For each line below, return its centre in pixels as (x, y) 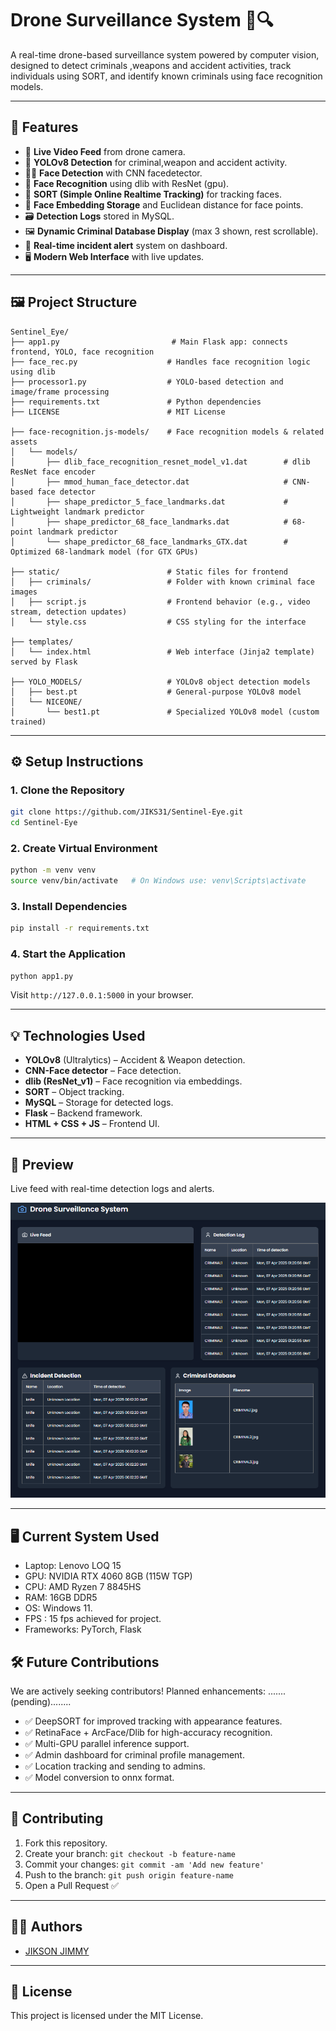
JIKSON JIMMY (57, 1951)
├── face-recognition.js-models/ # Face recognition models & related (167, 432)
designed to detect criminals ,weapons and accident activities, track (151, 65)
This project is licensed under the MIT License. (107, 2016)
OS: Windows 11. (58, 1608)
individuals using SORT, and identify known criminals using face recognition (166, 76)
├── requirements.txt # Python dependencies (136, 402)
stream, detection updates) (69, 612)
